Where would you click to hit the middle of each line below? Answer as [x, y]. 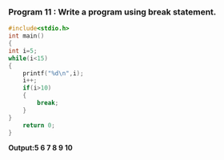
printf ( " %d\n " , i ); [53, 73]
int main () [26, 36]
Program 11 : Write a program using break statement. [112, 12]
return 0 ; [39, 125]
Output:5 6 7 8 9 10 [41, 148]
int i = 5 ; [23, 50]
